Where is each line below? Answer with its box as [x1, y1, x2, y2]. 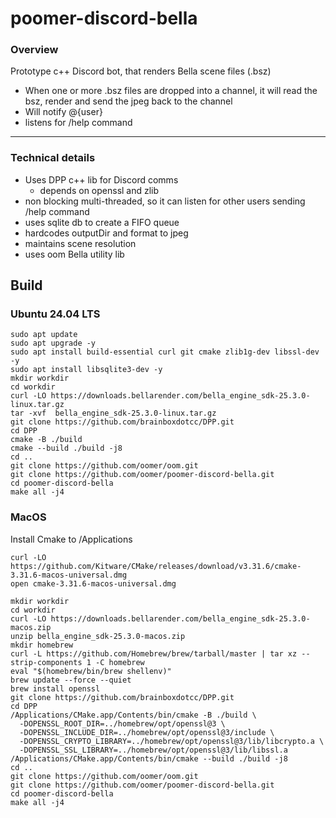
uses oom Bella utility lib [24, 248, 125, 260]
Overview [10, 43, 59, 57]
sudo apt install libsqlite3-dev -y [10, 365, 163, 375]
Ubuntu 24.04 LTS [10, 307, 101, 321]
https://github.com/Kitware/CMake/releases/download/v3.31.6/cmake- [10, 561, 302, 571]
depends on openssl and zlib [39, 184, 160, 196]
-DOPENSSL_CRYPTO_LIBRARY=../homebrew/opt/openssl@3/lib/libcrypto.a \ [19, 736, 325, 746]
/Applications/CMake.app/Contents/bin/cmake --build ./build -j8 [10, 753, 288, 764]
